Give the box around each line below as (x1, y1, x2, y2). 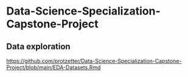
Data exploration (6, 41, 71, 52)
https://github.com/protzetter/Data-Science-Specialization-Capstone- (6, 58, 182, 64)
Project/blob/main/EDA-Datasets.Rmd (6, 64, 101, 71)
